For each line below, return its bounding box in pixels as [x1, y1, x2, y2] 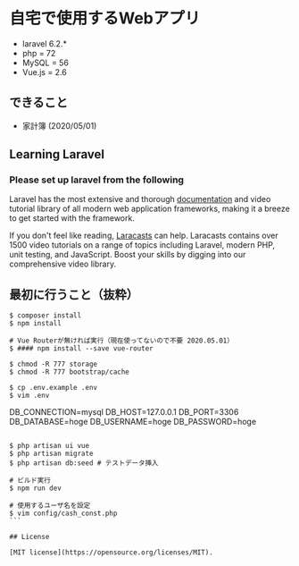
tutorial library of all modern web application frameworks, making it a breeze [9, 203, 290, 215]
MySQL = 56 [21, 57, 70, 68]
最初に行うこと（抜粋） [9, 287, 138, 302]
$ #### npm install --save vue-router [9, 344, 154, 353]
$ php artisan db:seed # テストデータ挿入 [9, 459, 159, 468]
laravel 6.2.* [21, 38, 67, 49]
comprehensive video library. [9, 258, 117, 269]
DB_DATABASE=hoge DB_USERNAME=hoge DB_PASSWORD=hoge [9, 417, 257, 427]
